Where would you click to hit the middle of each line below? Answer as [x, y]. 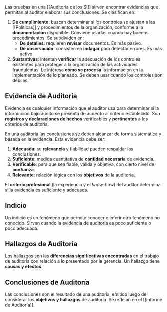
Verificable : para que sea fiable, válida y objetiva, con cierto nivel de [83, 164]
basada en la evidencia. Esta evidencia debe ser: [55, 139]
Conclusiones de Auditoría [47, 282]
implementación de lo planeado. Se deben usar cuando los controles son [87, 75]
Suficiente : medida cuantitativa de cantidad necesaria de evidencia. [83, 159]
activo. [27, 54]
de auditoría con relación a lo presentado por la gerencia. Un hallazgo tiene [83, 261]
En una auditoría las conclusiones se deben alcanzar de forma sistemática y [83, 134]
